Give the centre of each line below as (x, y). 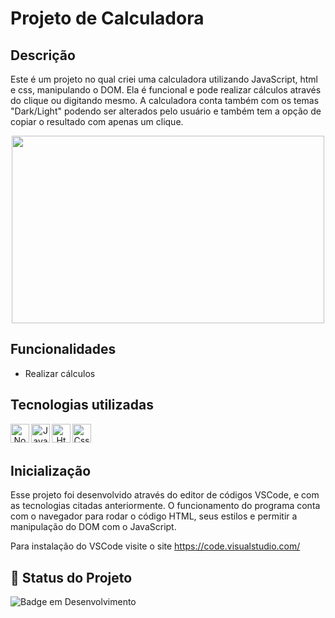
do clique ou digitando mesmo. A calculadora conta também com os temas (165, 100)
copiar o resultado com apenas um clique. (97, 121)
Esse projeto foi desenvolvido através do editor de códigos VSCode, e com (165, 495)
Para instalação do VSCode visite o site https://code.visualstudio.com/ (155, 546)
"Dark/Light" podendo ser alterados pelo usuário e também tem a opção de (166, 111)
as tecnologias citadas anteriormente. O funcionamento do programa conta (165, 506)
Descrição (43, 55)
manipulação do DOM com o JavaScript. (93, 527)
